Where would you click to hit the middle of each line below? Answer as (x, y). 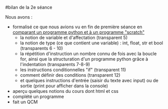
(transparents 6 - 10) (41, 48)
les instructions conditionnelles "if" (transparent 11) (73, 70)
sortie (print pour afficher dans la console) (64, 86)
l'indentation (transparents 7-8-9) (55, 64)
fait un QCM (25, 102)
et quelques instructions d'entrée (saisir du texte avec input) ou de (89, 80)
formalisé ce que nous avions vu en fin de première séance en (77, 27)
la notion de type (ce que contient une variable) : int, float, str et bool (91, 43)
